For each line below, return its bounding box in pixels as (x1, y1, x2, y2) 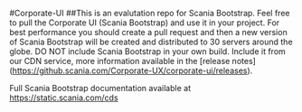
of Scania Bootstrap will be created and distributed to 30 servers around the (9, 36, 293, 47)
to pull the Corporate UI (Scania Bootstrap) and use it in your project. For (9, 17, 280, 28)
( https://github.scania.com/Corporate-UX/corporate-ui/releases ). (9, 65, 253, 76)
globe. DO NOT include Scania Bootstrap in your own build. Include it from (9, 46, 287, 57)
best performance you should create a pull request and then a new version (9, 27, 288, 37)
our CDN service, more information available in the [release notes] (9, 56, 256, 66)
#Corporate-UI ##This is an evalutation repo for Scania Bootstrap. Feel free (9, 8, 290, 18)
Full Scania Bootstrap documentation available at (9, 83, 192, 93)
